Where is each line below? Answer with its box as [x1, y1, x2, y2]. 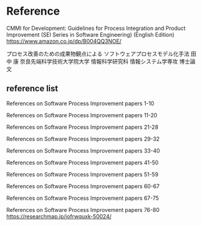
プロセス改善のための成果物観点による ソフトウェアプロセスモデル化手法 [6, 50, 190, 57]
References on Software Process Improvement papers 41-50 [6, 159, 159, 166]
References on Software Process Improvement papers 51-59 [6, 170, 159, 178]
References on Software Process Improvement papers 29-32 [6, 135, 160, 142]
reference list [6, 84, 59, 94]
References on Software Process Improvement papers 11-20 [6, 111, 157, 118]
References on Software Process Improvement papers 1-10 [6, 100, 154, 107]
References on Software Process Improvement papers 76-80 [6, 206, 160, 213]
